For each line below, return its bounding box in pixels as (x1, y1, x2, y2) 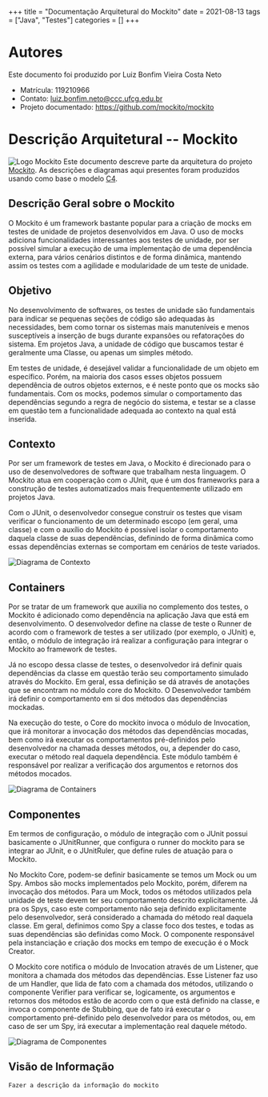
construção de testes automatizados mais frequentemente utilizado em (8, 484, 243, 494)
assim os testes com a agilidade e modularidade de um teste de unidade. (8, 260, 250, 270)
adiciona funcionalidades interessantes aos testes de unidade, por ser (8, 235, 240, 245)
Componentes (8, 807, 82, 821)
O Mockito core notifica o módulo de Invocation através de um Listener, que (8, 962, 258, 971)
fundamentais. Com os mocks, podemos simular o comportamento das (8, 388, 242, 398)
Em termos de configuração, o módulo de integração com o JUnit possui (8, 828, 248, 839)
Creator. (8, 946, 35, 955)
